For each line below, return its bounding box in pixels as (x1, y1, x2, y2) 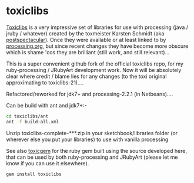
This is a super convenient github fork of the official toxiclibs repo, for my (6, 60, 184, 67)
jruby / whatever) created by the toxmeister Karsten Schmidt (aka (6, 30, 165, 37)
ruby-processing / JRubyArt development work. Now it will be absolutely (6, 66, 182, 73)
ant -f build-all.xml (6, 119, 59, 125)
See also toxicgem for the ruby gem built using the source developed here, (6, 147, 187, 154)
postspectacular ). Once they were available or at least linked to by (6, 36, 166, 43)
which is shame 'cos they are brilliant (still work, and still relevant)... (6, 48, 170, 55)
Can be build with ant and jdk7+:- (6, 102, 87, 109)
